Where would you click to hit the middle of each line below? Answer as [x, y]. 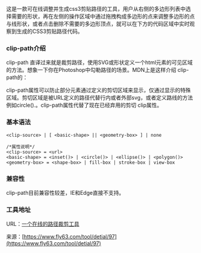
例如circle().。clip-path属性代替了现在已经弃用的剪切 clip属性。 [84, 105]
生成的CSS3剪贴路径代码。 [50, 31]
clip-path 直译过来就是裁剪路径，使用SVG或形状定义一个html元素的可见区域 [100, 62]
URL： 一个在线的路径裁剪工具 [43, 224]
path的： [17, 77]
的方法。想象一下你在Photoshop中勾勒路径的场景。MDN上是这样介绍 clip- [98, 70]
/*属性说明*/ [21, 147]
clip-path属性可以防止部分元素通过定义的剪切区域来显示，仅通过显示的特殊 [99, 90]
